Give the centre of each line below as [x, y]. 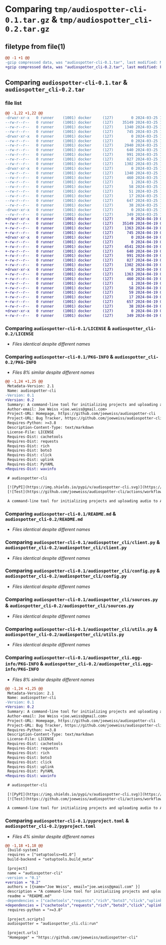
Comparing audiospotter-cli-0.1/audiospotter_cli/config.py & [83, 571]
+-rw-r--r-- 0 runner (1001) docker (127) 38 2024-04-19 [82, 307]
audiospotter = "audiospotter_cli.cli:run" [53, 924]
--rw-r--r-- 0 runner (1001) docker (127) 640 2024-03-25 [82, 150]
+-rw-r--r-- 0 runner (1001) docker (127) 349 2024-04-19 [82, 315]
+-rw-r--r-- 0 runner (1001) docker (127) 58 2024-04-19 [82, 288]
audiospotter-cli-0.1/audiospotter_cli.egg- [88, 658]
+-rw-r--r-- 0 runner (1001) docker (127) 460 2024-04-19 [82, 279]
